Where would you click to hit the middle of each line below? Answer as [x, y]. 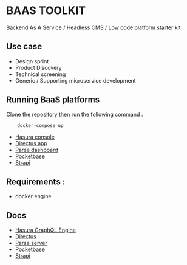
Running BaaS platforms [53, 100]
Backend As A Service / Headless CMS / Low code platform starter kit [93, 27]
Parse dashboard [37, 150]
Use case [24, 46]
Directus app [31, 143]
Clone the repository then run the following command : [75, 114]
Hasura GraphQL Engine [45, 230]
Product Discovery [38, 67]
